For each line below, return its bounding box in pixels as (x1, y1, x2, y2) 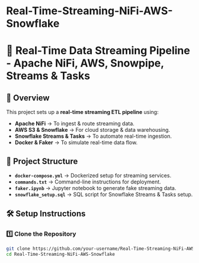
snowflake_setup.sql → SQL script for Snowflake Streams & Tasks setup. (14, 191, 193, 198)
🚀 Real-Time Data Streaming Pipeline (6, 44, 191, 58)
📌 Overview (6, 93, 50, 103)
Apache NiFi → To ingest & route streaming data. (14, 120, 135, 127)
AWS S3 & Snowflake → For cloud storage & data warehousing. (14, 126, 171, 134)
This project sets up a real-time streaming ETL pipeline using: (6, 109, 159, 116)
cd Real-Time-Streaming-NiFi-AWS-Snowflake (6, 251, 115, 257)
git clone (6, 245, 31, 252)
